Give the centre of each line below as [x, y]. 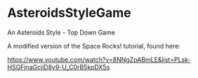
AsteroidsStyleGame [69, 13]
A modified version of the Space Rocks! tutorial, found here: [94, 46]
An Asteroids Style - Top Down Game [61, 32]
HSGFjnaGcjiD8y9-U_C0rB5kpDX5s [59, 67]
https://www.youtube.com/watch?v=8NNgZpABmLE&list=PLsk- [99, 59]
